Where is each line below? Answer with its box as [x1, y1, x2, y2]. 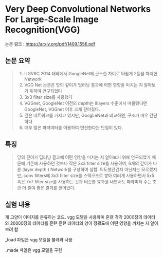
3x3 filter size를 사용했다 [24, 94, 73, 100]
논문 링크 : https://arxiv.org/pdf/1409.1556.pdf [5, 41, 96, 47]
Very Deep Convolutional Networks [5, 3, 151, 15]
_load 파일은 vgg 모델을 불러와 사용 [5, 237, 73, 243]
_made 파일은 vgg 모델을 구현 [5, 247, 62, 253]
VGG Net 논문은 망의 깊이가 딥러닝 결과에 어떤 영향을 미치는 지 [24, 82, 143, 87]
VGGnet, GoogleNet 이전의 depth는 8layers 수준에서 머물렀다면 [24, 100, 147, 106]
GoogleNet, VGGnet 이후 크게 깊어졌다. [24, 106, 101, 112]
